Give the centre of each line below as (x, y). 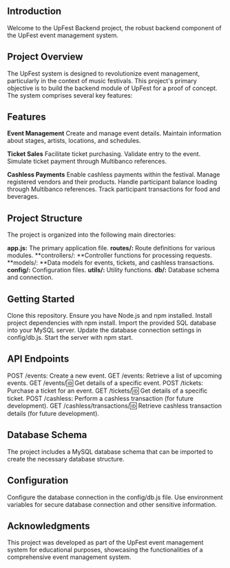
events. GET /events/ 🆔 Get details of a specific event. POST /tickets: (105, 383)
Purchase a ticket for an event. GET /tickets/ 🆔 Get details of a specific (107, 391)
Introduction (34, 11)
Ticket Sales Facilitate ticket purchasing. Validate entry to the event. (104, 154)
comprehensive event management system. (69, 557)
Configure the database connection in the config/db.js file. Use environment (115, 497)
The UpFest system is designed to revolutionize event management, (104, 73)
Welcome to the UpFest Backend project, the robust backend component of (114, 28)
